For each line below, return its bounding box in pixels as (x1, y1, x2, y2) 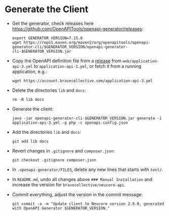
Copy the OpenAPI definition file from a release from (12, 57, 122, 64)
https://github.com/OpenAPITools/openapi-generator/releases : (12, 25, 144, 31)
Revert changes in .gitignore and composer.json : (12, 148, 115, 154)
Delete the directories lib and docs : (12, 87, 87, 93)
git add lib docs (12, 138, 49, 144)
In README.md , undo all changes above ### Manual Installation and (12, 176, 153, 182)
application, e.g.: (12, 68, 48, 75)
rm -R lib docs (12, 97, 45, 102)
